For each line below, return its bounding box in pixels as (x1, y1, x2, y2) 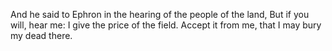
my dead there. (10, 30, 73, 41)
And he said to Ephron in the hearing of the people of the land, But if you (10, 9, 310, 20)
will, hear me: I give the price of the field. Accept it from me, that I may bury (10, 19, 322, 31)
